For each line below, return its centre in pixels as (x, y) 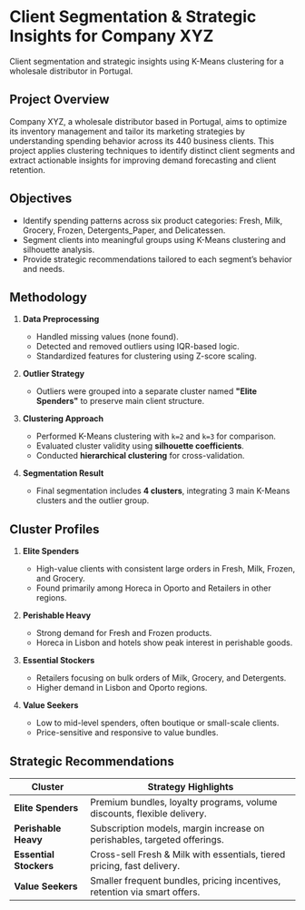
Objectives (41, 199)
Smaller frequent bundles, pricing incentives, (186, 880)
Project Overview (59, 100)
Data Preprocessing (61, 319)
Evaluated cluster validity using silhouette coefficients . (140, 446)
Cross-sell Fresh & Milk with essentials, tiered (188, 854)
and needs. (44, 268)
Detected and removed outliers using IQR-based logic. (138, 347)
